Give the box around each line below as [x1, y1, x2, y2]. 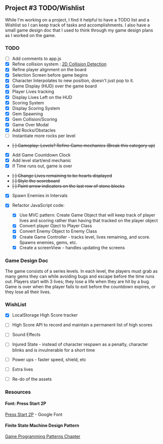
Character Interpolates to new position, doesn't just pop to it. [12, 78, 134, 83]
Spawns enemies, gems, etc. [19, 239, 77, 245]
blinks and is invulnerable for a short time [12, 347, 95, 353]
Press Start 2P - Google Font [5, 411, 63, 417]
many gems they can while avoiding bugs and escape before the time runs [5, 273, 155, 279]
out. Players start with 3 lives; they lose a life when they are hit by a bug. [5, 278, 150, 284]
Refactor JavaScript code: [12, 202, 65, 208]
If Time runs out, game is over [12, 163, 72, 169]
